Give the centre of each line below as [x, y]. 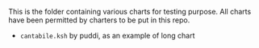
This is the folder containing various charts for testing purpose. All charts [130, 12]
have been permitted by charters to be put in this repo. [99, 20]
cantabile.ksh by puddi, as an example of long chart [107, 36]
